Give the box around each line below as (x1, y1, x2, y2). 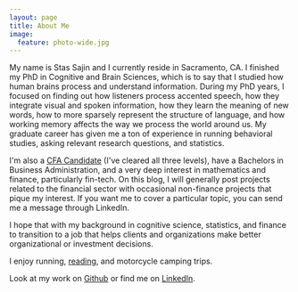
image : (9, 29, 34, 38)
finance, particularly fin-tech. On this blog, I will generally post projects (9, 174, 270, 185)
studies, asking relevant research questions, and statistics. (9, 138, 225, 149)
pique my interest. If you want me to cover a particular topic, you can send (9, 193, 283, 204)
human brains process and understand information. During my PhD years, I (9, 81, 285, 92)
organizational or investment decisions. (9, 239, 153, 249)
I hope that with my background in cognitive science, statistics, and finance (9, 220, 287, 231)
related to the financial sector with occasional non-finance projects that (9, 183, 272, 194)
